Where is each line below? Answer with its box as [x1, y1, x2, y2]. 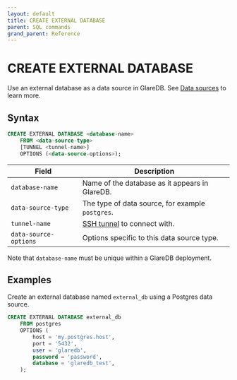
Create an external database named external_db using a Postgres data [7, 292, 213, 301]
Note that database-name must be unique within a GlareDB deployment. [7, 254, 212, 262]
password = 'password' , [32, 353, 102, 360]
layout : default [7, 10, 55, 18]
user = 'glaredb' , [32, 347, 87, 354]
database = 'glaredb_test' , [32, 360, 115, 367]
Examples [7, 273, 51, 286]
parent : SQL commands [7, 23, 71, 30]
